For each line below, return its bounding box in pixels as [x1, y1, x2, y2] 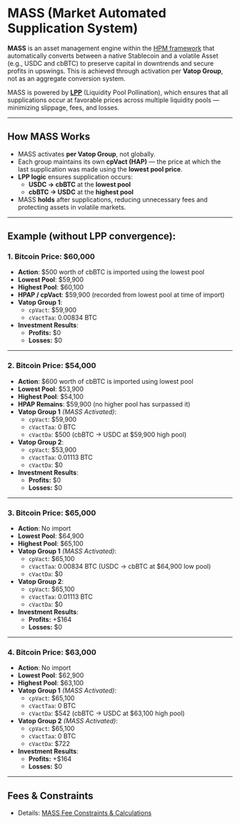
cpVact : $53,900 [28, 445, 77, 454]
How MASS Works [7, 131, 91, 143]
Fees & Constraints [7, 790, 94, 802]
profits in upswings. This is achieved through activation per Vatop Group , [7, 66, 224, 75]
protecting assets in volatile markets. [17, 202, 126, 212]
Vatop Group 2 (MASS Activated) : [17, 717, 118, 725]
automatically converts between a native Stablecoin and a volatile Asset [7, 51, 219, 60]
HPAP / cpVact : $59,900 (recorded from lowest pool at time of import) [17, 291, 225, 299]
